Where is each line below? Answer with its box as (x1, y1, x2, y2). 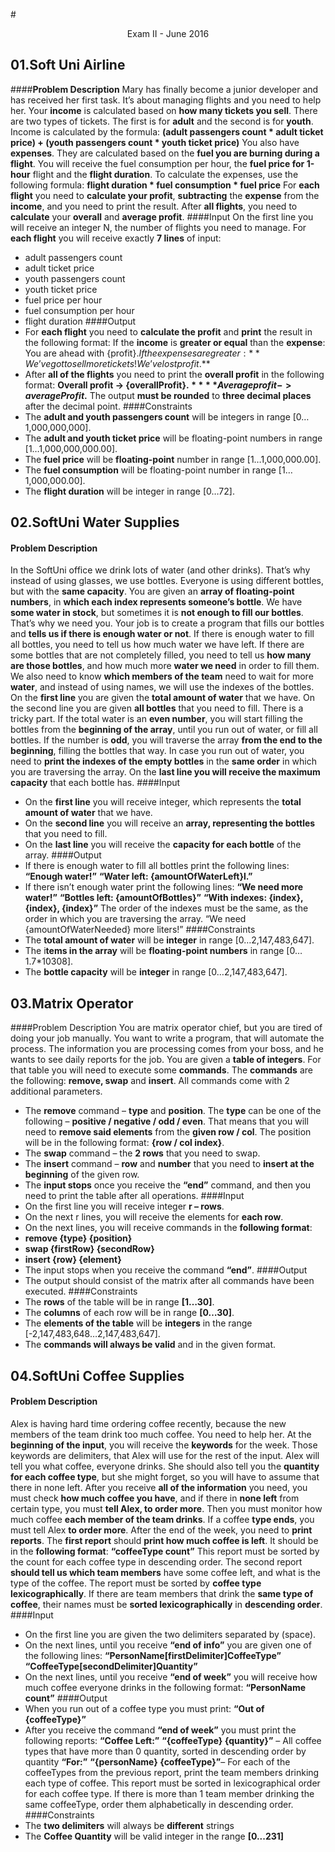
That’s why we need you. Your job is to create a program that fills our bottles (10, 617, 325, 629)
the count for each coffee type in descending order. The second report (10, 1555, 303, 1568)
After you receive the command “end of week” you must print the (24, 1724, 297, 1736)
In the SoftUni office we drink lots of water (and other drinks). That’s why (10, 564, 311, 576)
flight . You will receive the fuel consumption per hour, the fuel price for (10, 157, 305, 169)
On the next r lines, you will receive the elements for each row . (24, 1211, 284, 1223)
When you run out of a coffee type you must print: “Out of (24, 1702, 265, 1714)
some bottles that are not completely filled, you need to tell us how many (10, 649, 312, 661)
